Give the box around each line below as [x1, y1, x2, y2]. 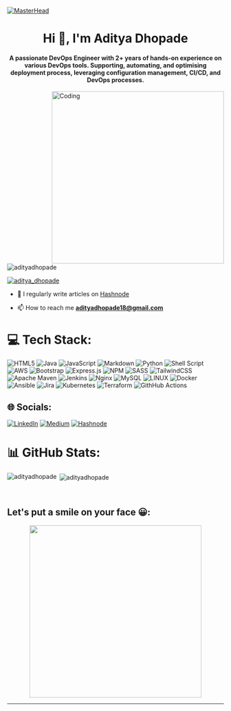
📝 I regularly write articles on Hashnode [16, 290, 129, 298]
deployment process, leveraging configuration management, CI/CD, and [10, 68, 221, 76]
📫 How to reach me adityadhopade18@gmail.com [16, 304, 164, 312]
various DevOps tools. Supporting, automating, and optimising [24, 61, 207, 69]
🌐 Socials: [7, 401, 52, 413]
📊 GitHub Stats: [7, 445, 101, 461]
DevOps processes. [87, 76, 144, 84]
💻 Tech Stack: [7, 331, 92, 347]
